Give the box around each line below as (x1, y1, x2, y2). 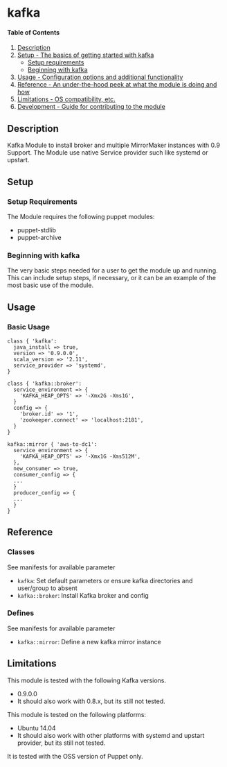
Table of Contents (7, 28, 60, 36)
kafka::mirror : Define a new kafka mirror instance (17, 637, 161, 646)
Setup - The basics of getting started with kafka (17, 51, 154, 60)
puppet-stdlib (17, 225, 57, 234)
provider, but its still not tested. (17, 739, 106, 747)
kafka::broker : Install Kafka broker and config (17, 591, 149, 599)
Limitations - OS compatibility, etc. (17, 95, 116, 103)
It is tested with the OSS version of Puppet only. (7, 752, 143, 760)
